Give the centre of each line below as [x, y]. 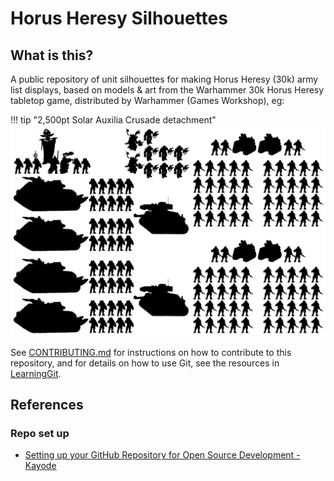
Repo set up [40, 433]
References [47, 405]
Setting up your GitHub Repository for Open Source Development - [162, 455]
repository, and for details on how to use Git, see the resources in [145, 363]
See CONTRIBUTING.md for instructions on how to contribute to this [151, 352]
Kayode [40, 466]
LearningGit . [36, 373]
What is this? [52, 55]
